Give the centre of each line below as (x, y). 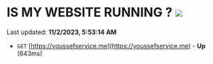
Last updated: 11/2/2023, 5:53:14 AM (62, 32)
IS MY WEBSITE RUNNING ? (90, 12)
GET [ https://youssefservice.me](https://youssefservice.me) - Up (111, 46)
